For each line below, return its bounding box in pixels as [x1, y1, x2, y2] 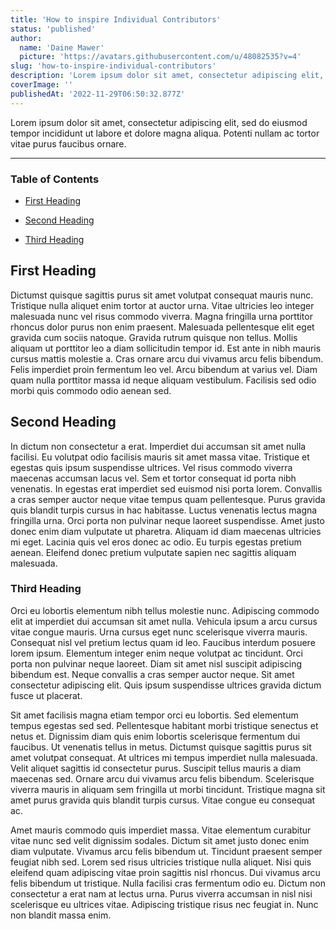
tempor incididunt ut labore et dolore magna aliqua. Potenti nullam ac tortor [10, 127, 320, 139]
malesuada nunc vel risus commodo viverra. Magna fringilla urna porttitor [10, 310, 313, 322]
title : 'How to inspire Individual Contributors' [10, 14, 222, 25]
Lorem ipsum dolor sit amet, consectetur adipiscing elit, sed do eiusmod [10, 116, 308, 128]
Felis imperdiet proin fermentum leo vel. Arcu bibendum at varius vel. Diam [10, 363, 318, 375]
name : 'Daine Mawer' [19, 42, 105, 53]
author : [10, 33, 43, 43]
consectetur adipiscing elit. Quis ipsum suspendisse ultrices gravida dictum [10, 679, 322, 691]
